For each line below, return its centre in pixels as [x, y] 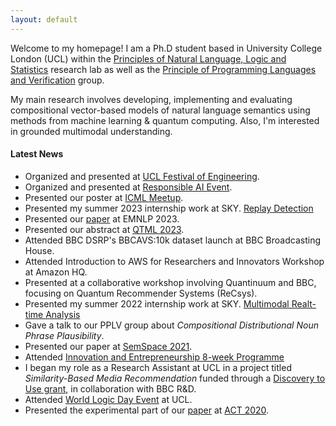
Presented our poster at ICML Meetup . [104, 197]
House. [39, 250]
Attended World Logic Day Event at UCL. [108, 399]
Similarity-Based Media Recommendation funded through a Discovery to [175, 378]
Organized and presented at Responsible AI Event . [128, 187]
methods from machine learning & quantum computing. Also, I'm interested [165, 120]
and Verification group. [57, 80]
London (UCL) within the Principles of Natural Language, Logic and [148, 58]
